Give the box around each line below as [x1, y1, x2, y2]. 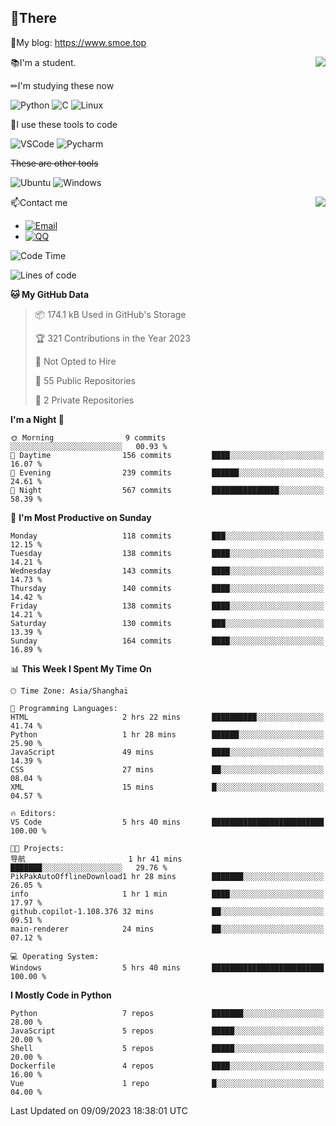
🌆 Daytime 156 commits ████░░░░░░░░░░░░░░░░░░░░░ [10, 450, 325, 460]
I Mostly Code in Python [10, 989, 112, 1001]
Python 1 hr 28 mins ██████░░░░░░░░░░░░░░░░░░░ [10, 729, 325, 740]
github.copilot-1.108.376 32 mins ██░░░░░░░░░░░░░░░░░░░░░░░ [10, 906, 325, 916]
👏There [10, 10, 57, 27]
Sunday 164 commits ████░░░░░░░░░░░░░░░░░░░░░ [10, 636, 325, 646]
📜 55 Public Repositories [34, 374, 136, 386]
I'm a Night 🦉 [10, 413, 65, 425]
